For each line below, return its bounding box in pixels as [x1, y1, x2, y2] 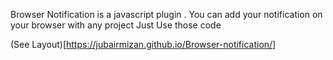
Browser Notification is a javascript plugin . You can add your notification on [10, 9, 323, 20]
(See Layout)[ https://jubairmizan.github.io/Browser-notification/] [10, 39, 277, 50]
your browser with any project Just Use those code [10, 19, 222, 31]
